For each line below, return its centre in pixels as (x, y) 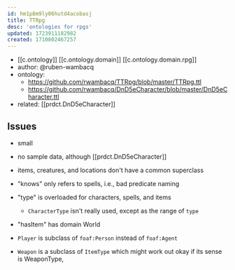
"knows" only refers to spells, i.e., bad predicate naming (98, 183)
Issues (22, 126)
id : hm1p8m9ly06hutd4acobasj (50, 14)
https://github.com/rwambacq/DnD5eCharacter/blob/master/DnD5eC (128, 90)
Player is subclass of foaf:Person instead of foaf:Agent (98, 238)
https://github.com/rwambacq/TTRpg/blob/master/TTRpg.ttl (114, 82)
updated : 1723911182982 (42, 33)
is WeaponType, (41, 259)
